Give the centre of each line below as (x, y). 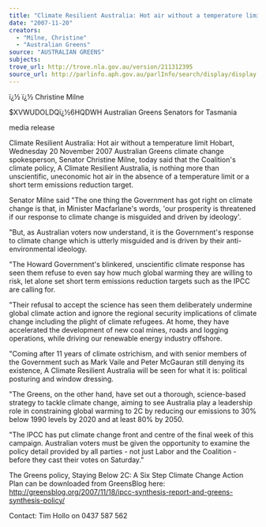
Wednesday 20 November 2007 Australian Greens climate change (116, 151)
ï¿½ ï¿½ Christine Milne (47, 96)
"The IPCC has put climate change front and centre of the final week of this (131, 435)
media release (32, 127)
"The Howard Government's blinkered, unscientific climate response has (127, 264)
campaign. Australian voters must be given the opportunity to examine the (129, 442)
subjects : (25, 60)
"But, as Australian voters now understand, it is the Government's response (131, 232)
